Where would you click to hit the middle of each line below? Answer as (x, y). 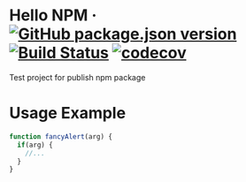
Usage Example (68, 114)
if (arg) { (35, 145)
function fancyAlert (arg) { (61, 136)
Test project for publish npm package (77, 77)
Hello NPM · (53, 15)
